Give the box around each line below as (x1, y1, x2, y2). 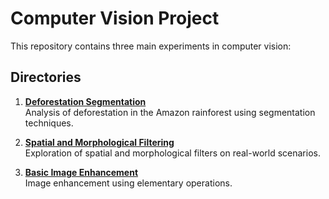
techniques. (24, 117, 74, 129)
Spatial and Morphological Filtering (24, 136, 175, 148)
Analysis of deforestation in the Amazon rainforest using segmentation (24, 106, 316, 118)
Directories (10, 69, 82, 86)
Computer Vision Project (10, 7, 220, 30)
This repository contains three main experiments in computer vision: (10, 40, 292, 52)
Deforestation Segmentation (24, 95, 147, 107)
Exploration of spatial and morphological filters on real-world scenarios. (24, 147, 321, 159)
